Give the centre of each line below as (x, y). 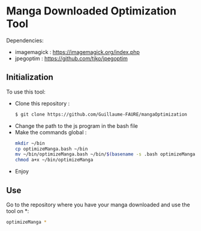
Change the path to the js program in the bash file (76, 126)
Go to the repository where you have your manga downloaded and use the (98, 205)
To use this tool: (26, 92)
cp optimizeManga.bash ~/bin (51, 149)
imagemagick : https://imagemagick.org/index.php (77, 52)
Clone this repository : (42, 103)
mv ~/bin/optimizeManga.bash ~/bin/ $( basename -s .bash (86, 154)
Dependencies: (25, 40)
